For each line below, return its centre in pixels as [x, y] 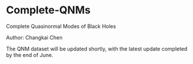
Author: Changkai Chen [34, 37]
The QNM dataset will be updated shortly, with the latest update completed [97, 49]
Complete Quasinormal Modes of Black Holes [61, 26]
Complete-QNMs [48, 10]
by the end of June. [30, 55]
